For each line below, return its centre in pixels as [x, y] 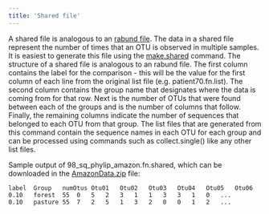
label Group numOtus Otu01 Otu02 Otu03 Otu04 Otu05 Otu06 [130, 188]
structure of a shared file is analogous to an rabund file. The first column [128, 64]
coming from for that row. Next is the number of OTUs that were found [124, 98]
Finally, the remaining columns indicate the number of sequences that [124, 115]
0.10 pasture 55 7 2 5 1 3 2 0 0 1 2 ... [120, 202]
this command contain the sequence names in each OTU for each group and [135, 132]
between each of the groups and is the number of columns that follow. [124, 107]
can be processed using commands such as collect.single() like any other [130, 140]
